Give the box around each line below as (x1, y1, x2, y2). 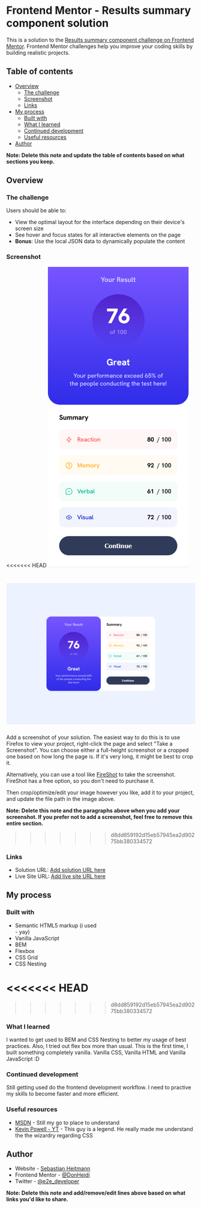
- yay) (14, 928, 30, 935)
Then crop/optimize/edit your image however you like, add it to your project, (6, 788, 194, 796)
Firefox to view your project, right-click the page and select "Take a (6, 740, 173, 747)
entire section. (6, 820, 44, 827)
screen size (14, 225, 44, 232)
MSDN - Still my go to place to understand (14, 1119, 120, 1126)
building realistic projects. (6, 49, 70, 56)
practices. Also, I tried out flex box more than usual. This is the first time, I (6, 1042, 188, 1049)
